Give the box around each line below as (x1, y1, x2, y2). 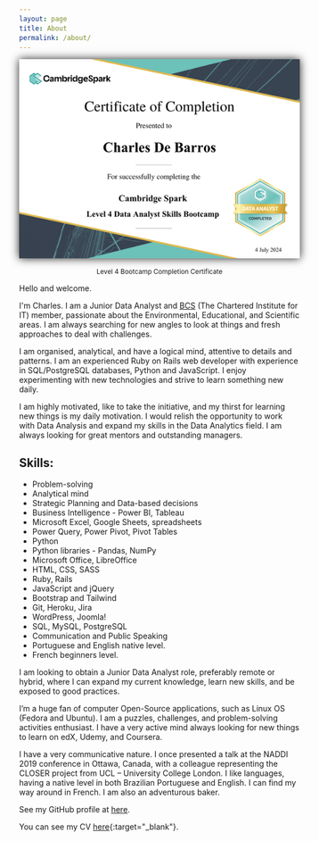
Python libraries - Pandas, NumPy (31, 545, 157, 556)
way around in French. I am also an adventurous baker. (19, 787, 221, 798)
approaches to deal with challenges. (19, 329, 152, 339)
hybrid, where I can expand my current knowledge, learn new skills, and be (19, 677, 295, 687)
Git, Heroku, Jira (31, 603, 93, 613)
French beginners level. (31, 650, 119, 661)
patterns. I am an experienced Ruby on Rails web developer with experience (19, 355, 299, 366)
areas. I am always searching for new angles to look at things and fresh (19, 319, 281, 329)
